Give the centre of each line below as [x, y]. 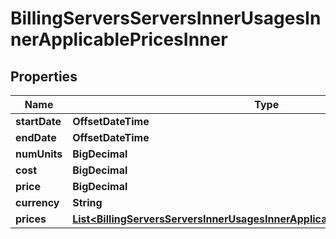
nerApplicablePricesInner [119, 39]
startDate [38, 121]
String [87, 202]
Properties [44, 76]
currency [37, 202]
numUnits [39, 154]
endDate [36, 137]
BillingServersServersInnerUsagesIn [166, 18]
